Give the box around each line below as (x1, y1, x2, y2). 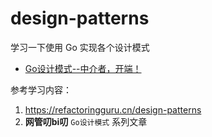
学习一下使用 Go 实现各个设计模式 (10, 41, 150, 53)
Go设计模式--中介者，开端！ (24, 62, 142, 74)
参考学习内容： (10, 83, 72, 96)
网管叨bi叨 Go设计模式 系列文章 (24, 115, 148, 127)
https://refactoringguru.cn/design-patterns (24, 103, 202, 116)
